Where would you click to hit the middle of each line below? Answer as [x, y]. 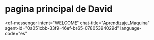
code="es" [16, 33]
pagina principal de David [59, 9]
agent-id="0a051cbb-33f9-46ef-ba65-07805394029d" [62, 28]
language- [131, 28]
